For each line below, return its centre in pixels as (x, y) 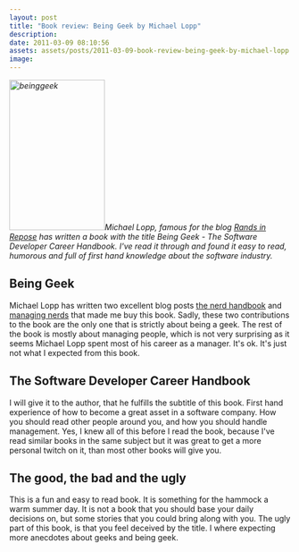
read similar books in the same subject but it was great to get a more (135, 440)
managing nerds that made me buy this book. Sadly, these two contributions (149, 315)
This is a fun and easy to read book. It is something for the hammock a (139, 500)
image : (21, 59)
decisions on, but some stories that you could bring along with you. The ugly (150, 519)
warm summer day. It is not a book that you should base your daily (132, 509)
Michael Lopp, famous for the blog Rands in (185, 227)
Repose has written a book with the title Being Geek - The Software (133, 237)
